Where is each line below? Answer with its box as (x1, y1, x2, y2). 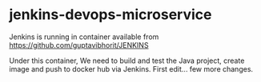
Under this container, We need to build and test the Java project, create (9, 56, 245, 65)
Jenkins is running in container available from (9, 32, 159, 41)
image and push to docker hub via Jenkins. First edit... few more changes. (9, 64, 254, 73)
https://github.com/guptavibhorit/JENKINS (9, 40, 149, 49)
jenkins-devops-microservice (9, 6, 212, 24)
